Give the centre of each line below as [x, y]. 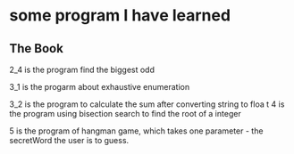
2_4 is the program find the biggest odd [82, 69]
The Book [37, 49]
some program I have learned [120, 16]
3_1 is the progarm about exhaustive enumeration [100, 87]
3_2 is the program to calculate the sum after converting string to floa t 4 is [147, 104]
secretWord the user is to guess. [69, 140]
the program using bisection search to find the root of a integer [125, 113]
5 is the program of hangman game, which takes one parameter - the [136, 131]
